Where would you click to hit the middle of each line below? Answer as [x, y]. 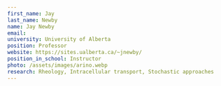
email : [17, 33]
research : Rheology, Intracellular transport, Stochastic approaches [111, 71]
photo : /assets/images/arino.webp [58, 65]
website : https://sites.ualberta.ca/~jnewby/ [74, 53]
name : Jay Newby [31, 26]
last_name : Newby [33, 20]
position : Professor [37, 46]
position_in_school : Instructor [54, 59]
